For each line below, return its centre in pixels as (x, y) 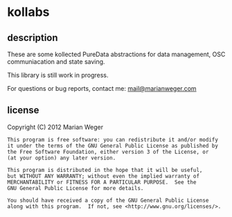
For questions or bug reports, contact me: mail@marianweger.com (102, 88)
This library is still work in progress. (58, 75)
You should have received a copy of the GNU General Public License (108, 200)
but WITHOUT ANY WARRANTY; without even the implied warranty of (103, 176)
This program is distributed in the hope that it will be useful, (105, 170)
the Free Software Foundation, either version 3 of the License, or (108, 152)
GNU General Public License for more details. (75, 188)
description (33, 38)
